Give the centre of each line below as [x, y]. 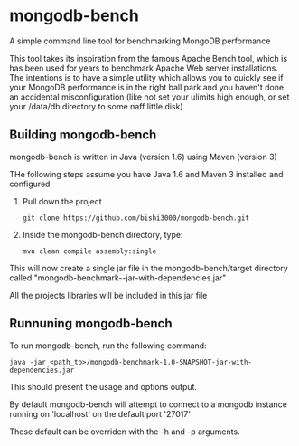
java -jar [28, 362]
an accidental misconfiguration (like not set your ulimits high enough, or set [149, 97]
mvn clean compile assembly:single [89, 251]
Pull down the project [62, 201]
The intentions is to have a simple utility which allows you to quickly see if [146, 77]
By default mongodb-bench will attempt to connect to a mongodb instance [148, 404]
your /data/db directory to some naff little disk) [96, 106]
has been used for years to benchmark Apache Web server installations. [144, 68]
